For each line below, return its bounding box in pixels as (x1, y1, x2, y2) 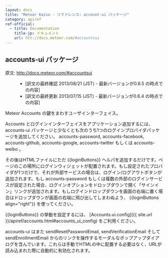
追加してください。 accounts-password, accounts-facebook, (18, 133, 144, 139)
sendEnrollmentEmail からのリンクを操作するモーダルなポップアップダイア (5, 235, 159, 241)
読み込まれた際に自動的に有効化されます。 (5, 247, 93, 253)
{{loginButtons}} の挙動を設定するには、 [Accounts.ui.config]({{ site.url (5, 211, 152, 217)
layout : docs (5, 7, 33, 13)
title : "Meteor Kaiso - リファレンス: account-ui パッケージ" (5, 12, 129, 17)
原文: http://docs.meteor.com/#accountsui (5, 70, 93, 76)
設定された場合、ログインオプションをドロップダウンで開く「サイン (14, 182, 154, 188)
